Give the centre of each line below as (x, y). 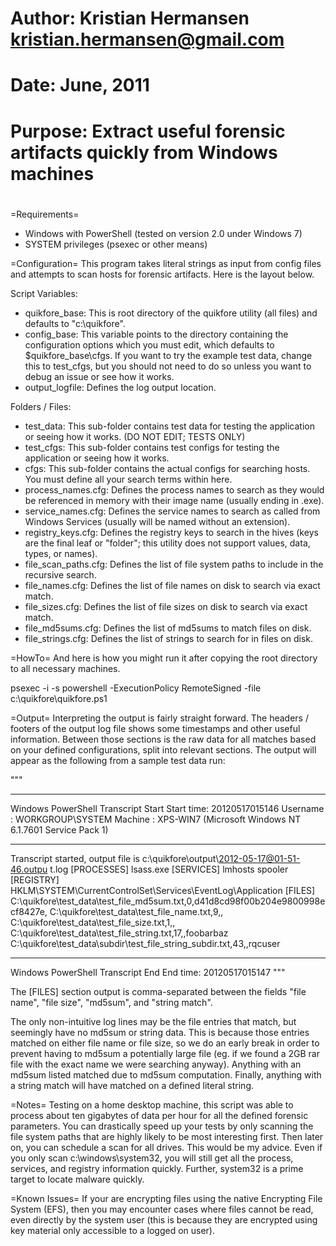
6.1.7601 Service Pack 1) (59, 829)
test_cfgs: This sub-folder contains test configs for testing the (152, 447)
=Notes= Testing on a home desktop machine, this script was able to (152, 1104)
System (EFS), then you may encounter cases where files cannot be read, (162, 1209)
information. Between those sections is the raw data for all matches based (163, 739)
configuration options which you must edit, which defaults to (149, 344)
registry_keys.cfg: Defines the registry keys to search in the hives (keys (171, 532)
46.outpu (29, 869)
